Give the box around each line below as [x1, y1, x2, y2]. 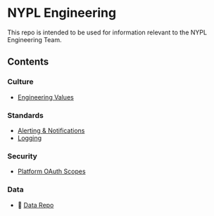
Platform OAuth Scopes [17, 167, 86, 176]
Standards [7, 110, 44, 120]
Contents [7, 56, 49, 68]
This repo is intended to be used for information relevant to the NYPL [7, 28, 208, 36]
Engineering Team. [7, 35, 62, 43]
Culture [7, 77, 34, 87]
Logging [17, 133, 42, 142]
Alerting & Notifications [17, 126, 85, 135]
